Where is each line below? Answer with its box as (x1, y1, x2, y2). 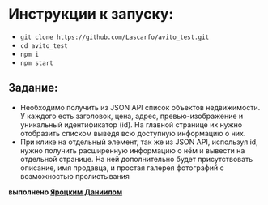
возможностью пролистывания (19, 171, 130, 181)
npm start (19, 58, 54, 67)
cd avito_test (19, 41, 68, 49)
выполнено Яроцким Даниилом (8, 187, 123, 197)
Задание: (8, 81, 58, 95)
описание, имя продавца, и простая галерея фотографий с (19, 163, 224, 173)
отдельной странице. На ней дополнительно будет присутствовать (19, 154, 253, 164)
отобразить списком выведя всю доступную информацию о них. (19, 128, 246, 138)
